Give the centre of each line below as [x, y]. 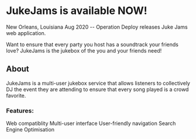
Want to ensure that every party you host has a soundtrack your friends [92, 44]
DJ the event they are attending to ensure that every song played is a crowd [97, 89]
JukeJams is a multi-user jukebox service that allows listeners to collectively [98, 83]
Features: [20, 110]
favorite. [16, 95]
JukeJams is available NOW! [77, 11]
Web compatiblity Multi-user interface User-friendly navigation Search [91, 123]
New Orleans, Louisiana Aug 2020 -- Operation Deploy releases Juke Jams [97, 27]
